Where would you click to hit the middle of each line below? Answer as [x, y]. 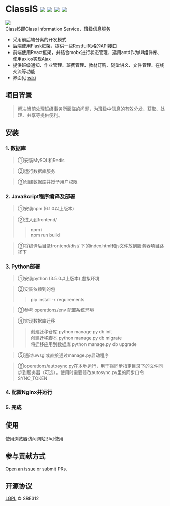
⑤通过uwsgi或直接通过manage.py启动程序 [63, 355]
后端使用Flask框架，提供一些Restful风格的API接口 [65, 46]
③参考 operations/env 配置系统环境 [56, 310]
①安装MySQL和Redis [41, 161]
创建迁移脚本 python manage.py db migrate [76, 338]
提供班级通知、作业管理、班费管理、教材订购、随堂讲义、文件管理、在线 [88, 65]
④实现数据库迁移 [37, 321]
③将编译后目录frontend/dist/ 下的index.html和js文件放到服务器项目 [89, 246]
